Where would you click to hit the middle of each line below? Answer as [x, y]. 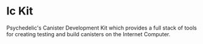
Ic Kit [20, 11]
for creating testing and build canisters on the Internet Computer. [88, 34]
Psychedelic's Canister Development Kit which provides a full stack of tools [102, 28]
